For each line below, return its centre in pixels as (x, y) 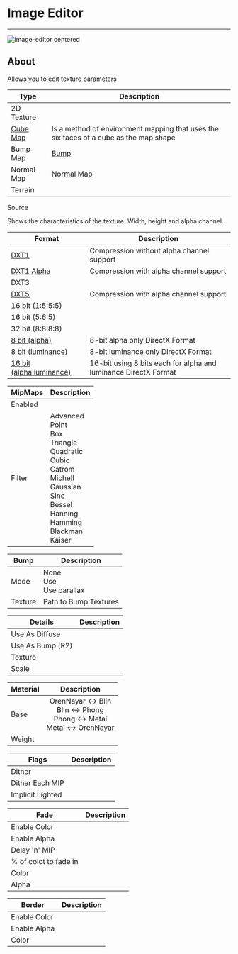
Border (33, 904)
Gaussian (66, 487)
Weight (23, 739)
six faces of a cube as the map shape (113, 138)
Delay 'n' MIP (33, 850)
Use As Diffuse (36, 634)
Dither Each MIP (38, 783)
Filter (19, 478)
